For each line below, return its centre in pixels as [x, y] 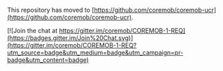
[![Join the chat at [32, 31]
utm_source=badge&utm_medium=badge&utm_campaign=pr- [95, 52]
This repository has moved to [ [51, 10]
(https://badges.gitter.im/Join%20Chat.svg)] [70, 38]
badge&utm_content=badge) [48, 60]
